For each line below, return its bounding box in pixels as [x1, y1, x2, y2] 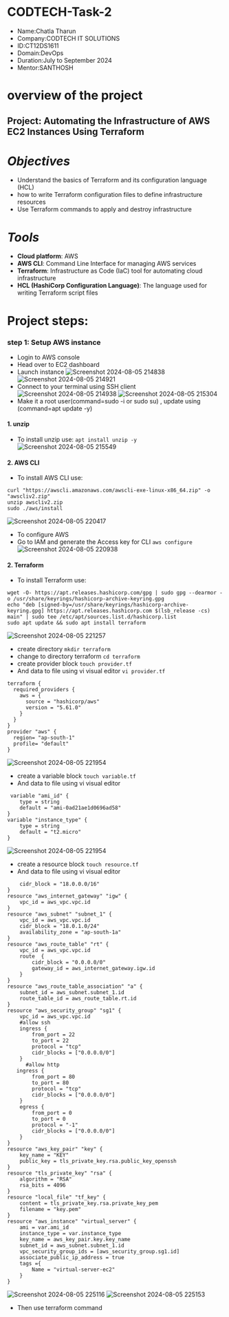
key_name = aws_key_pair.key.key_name [19, 1236, 131, 1243]
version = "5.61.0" [25, 704, 81, 711]
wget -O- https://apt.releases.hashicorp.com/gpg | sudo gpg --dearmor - [7, 589, 223, 596]
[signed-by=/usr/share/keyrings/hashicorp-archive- [37, 602, 189, 609]
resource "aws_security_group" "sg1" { [7, 1007, 122, 1014]
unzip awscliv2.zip [7, 499, 63, 506]
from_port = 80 [32, 1073, 76, 1081]
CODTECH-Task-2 [7, 4, 112, 20]
